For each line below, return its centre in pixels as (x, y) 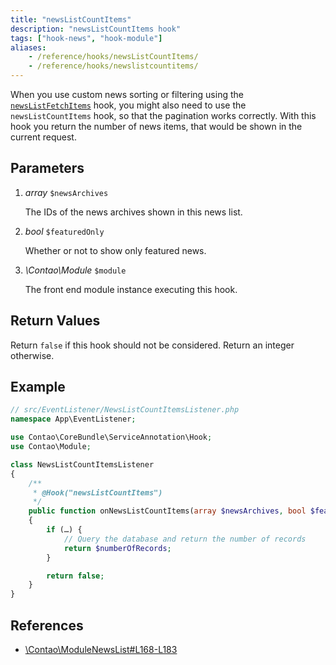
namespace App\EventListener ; (73, 419)
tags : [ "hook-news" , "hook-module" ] (86, 38)
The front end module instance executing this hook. (131, 289)
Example (38, 387)
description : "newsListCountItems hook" (96, 29)
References (47, 625)
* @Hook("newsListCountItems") (97, 492)
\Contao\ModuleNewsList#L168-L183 (101, 649)
